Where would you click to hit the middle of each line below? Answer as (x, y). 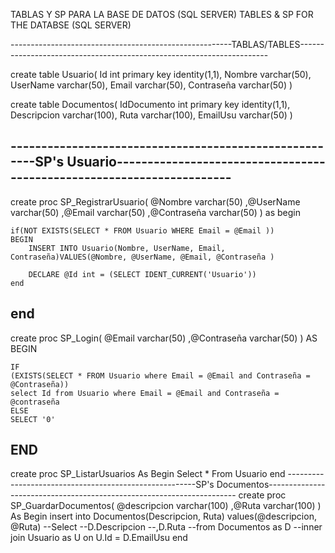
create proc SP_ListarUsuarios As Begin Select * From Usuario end (148, 474)
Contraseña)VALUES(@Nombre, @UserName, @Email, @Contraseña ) (142, 257)
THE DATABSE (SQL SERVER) (71, 25)
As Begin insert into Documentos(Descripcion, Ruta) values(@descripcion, (163, 516)
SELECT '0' (33, 419)
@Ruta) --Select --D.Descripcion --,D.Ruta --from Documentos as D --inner (166, 527)
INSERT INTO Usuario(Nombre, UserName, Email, (127, 248)
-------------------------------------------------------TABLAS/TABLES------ (167, 44)
